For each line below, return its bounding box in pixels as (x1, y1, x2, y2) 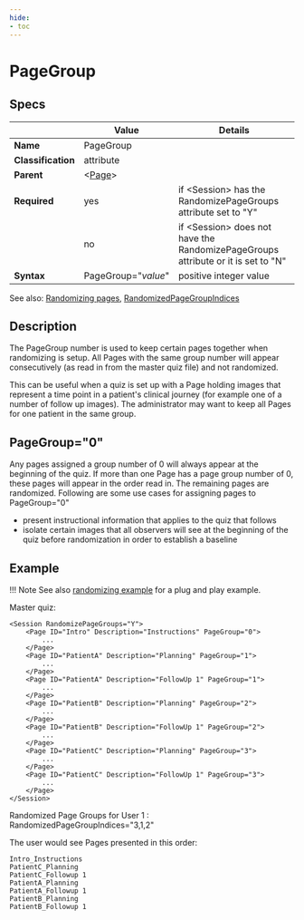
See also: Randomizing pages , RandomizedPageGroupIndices (9, 292, 240, 304)
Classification (14, 153, 75, 166)
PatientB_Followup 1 (9, 902, 88, 911)
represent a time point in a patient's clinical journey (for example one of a (9, 389, 282, 400)
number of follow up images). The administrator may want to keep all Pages (9, 399, 291, 410)
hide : (9, 13, 30, 23)
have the (177, 232, 215, 245)
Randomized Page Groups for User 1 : (9, 809, 149, 820)
